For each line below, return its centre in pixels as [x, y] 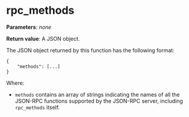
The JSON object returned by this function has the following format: [90, 50]
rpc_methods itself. [37, 107]
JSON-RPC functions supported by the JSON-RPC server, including [99, 101]
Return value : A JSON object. [43, 38]
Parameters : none [29, 27]
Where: [15, 83]
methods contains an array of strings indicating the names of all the [97, 94]
